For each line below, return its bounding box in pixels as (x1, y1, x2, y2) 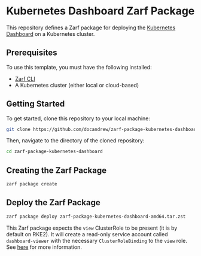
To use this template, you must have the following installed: (6, 63, 152, 71)
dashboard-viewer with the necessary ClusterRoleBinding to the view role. (6, 237, 187, 244)
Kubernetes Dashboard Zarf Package (6, 4, 195, 18)
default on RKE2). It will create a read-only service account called (6, 230, 168, 237)
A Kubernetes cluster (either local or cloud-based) (14, 81, 139, 89)
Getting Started (6, 99, 65, 109)
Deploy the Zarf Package (6, 197, 100, 208)
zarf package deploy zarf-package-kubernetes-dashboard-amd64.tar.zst (6, 214, 186, 220)
